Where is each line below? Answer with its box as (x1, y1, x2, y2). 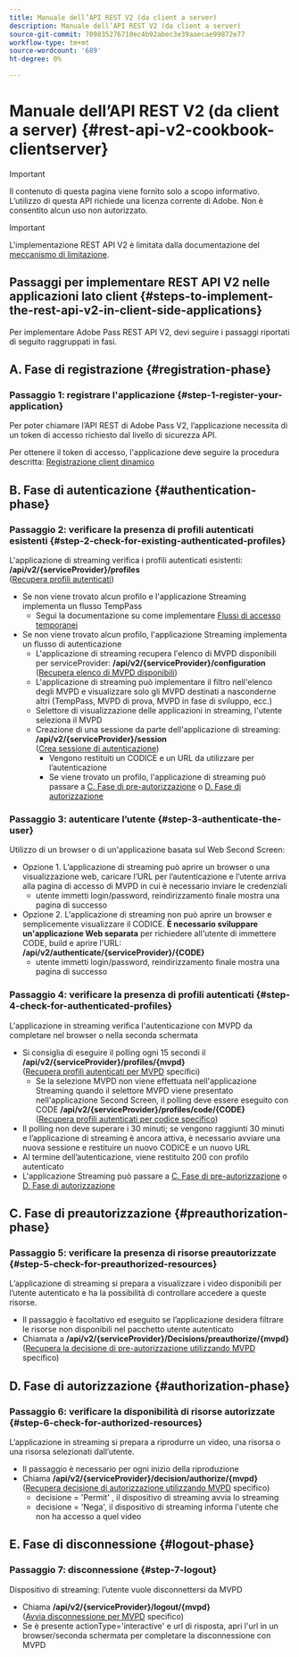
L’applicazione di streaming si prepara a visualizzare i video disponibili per (9, 1278, 282, 1289)
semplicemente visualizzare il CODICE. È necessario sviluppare (21, 918, 259, 930)
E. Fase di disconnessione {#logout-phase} (9, 1537, 255, 1552)
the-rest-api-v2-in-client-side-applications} (9, 303, 263, 318)
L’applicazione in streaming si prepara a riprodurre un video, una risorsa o (9, 1437, 281, 1448)
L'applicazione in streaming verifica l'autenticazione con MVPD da (9, 1020, 253, 1031)
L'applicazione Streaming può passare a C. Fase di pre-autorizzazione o (21, 1171, 287, 1181)
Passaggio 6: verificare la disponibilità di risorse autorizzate (9, 1405, 276, 1417)
